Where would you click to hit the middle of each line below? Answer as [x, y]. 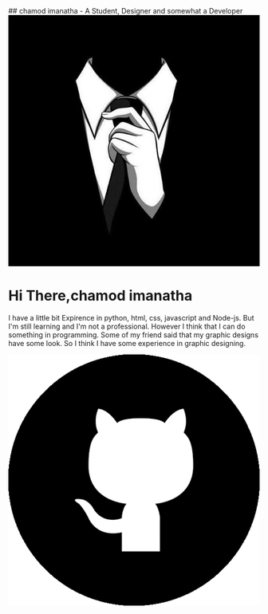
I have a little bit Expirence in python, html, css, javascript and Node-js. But [131, 317]
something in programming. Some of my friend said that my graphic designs [134, 335]
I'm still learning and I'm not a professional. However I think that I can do [127, 326]
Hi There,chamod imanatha [100, 296]
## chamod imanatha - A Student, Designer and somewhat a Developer [126, 11]
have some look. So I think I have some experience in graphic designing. [127, 343]
